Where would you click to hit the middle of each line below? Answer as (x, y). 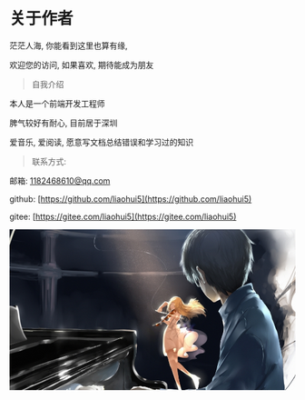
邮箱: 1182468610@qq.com (60, 180)
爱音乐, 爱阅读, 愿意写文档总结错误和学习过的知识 (101, 142)
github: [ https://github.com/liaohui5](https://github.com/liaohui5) (131, 199)
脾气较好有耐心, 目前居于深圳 (64, 123)
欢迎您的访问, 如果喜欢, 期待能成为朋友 (82, 65)
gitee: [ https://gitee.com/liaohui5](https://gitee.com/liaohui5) (123, 216)
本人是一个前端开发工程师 (57, 103)
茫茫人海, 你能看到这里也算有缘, (69, 45)
